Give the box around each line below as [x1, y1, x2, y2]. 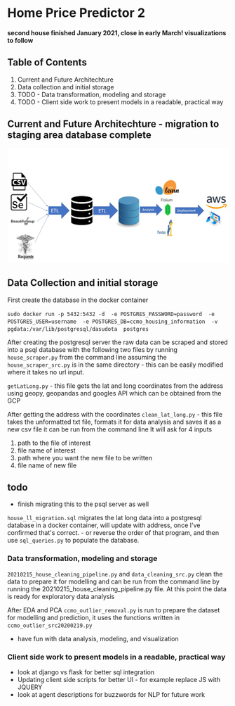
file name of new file [17, 461, 77, 469]
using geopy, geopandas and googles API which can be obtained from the [7, 389, 222, 397]
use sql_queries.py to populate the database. [7, 536, 140, 545]
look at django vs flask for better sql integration [17, 667, 155, 676]
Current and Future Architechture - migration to [7, 118, 220, 130]
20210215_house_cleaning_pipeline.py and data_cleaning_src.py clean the [7, 569, 223, 578]
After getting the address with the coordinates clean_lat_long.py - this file [7, 410, 223, 418]
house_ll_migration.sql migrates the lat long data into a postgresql [7, 514, 202, 522]
